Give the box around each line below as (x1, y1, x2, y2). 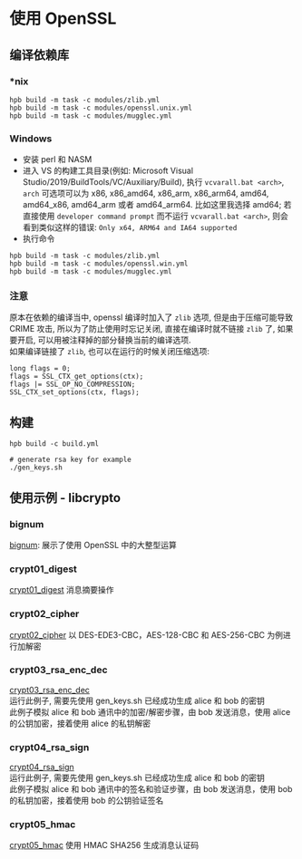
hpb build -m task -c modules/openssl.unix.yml (9, 103, 193, 112)
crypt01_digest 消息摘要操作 (9, 584, 115, 595)
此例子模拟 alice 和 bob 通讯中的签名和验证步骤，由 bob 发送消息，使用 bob (9, 784, 293, 795)
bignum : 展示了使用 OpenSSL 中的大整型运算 (9, 539, 177, 550)
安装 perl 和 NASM (22, 154, 93, 165)
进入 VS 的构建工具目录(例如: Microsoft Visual (22, 165, 193, 177)
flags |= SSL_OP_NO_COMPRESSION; (9, 380, 136, 390)
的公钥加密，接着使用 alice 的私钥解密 (9, 718, 151, 729)
